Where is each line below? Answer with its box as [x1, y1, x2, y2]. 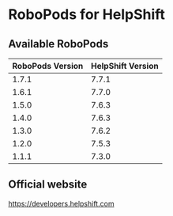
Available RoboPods [8, 37, 109, 51]
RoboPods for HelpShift [8, 6, 166, 24]
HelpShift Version [90, 61, 160, 71]
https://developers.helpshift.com [8, 199, 115, 208]
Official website [8, 178, 88, 191]
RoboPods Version [12, 61, 84, 71]
